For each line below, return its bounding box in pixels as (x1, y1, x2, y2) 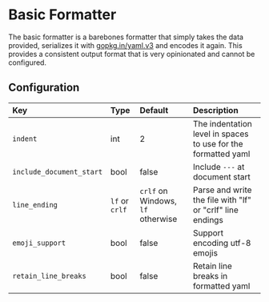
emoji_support (12, 238, 66, 248)
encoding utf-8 (192, 237, 251, 248)
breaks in (192, 270, 228, 281)
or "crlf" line (192, 204, 239, 215)
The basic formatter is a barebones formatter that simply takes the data (8, 32, 244, 42)
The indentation (192, 118, 252, 129)
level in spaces (192, 128, 249, 139)
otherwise (139, 213, 178, 224)
